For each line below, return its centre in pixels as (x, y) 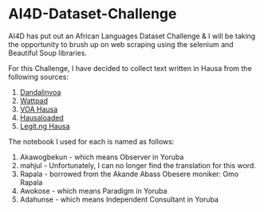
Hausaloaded (41, 117)
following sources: (39, 77)
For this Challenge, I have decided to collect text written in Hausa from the (130, 68)
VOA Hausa (39, 109)
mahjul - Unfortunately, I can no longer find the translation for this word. (138, 165)
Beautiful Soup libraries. (48, 53)
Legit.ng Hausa (45, 126)
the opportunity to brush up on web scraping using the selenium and (121, 44)
